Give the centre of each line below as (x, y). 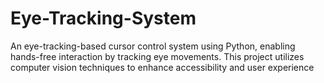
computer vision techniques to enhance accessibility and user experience (162, 67)
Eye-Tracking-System (103, 18)
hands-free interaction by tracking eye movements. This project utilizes (157, 56)
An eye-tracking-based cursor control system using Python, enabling (153, 46)
